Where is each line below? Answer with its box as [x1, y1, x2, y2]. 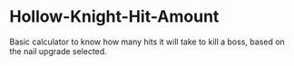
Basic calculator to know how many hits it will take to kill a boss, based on [9, 36, 286, 47]
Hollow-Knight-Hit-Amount [9, 6, 220, 27]
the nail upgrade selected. [9, 45, 107, 56]
